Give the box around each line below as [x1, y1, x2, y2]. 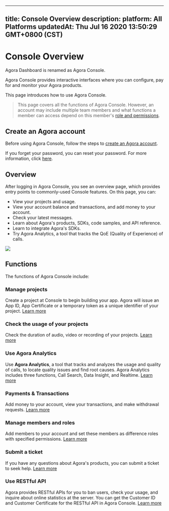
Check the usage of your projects [5, 320, 89, 327]
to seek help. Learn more [5, 465, 57, 471]
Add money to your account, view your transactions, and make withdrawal [5, 401, 159, 407]
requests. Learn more [5, 406, 50, 412]
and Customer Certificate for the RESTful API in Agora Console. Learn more [5, 500, 162, 506]
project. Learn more [5, 308, 46, 314]
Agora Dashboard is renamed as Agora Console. [5, 67, 106, 73]
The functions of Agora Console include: [5, 273, 90, 279]
